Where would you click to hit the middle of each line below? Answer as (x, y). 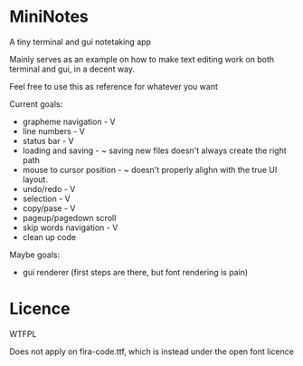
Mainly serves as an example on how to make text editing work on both (142, 59)
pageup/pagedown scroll (69, 217)
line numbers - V (54, 131)
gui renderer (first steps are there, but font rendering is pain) (135, 272)
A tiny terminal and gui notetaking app (80, 42)
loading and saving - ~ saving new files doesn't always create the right (154, 150)
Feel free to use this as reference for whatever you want (114, 86)
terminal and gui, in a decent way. (72, 69)
